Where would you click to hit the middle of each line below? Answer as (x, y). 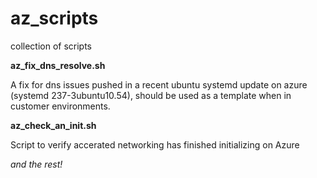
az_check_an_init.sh (53, 125)
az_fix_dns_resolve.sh (58, 65)
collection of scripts (51, 46)
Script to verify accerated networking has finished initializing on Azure (155, 144)
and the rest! (36, 164)
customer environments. (60, 106)
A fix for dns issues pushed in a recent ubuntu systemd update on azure (159, 84)
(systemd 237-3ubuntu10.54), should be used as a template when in (151, 95)
